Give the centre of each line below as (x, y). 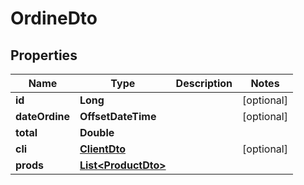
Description (204, 83)
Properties (44, 55)
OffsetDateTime (118, 116)
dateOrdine (42, 116)
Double (97, 132)
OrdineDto (54, 18)
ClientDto (102, 149)
